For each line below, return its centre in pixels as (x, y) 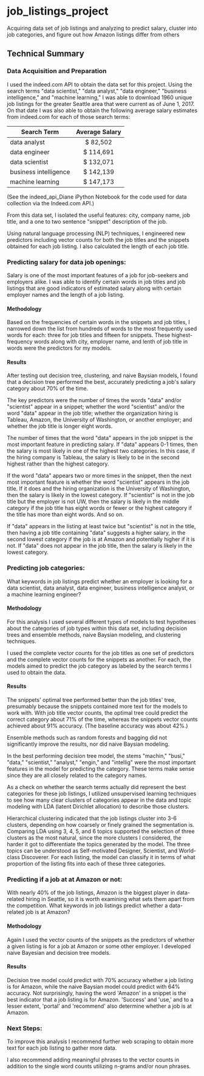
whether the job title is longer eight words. (60, 426)
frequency (20, 342)
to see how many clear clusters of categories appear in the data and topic (99, 800)
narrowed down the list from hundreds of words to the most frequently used (102, 329)
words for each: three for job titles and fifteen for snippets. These (89, 335)
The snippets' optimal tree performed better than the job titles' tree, (91, 700)
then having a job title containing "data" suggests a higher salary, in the (96, 533)
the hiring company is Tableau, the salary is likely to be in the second (93, 458)
